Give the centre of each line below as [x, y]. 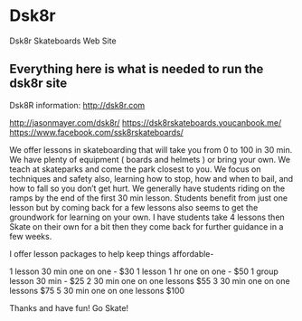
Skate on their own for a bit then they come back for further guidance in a [146, 226]
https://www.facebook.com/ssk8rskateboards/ [96, 132]
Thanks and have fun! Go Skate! [69, 307]
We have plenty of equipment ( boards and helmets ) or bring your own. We [150, 159]
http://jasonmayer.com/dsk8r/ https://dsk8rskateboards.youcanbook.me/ [146, 122]
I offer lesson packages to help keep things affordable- [112, 253]
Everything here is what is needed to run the [137, 69]
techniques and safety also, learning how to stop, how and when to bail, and [151, 178]
